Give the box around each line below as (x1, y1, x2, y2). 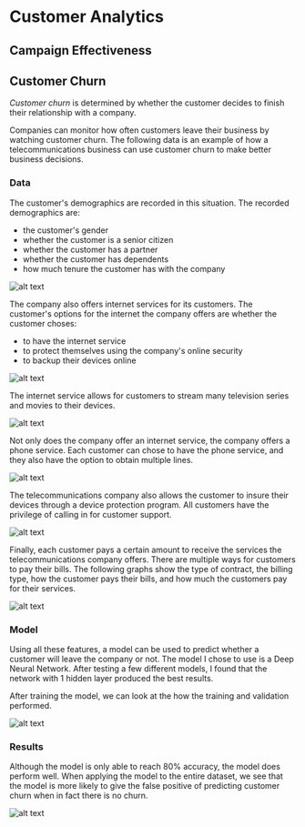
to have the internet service (22, 335, 127, 347)
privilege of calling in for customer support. (9, 509, 172, 519)
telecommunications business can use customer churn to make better (9, 144, 271, 156)
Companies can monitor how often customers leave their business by (9, 125, 270, 136)
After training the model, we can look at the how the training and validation (9, 690, 290, 701)
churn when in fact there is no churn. (9, 790, 148, 802)
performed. (9, 700, 52, 711)
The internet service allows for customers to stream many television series (9, 389, 290, 401)
